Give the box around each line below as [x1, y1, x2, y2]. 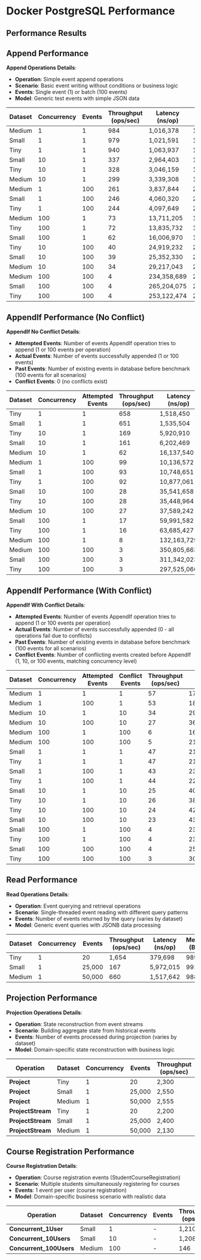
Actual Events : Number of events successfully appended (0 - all [14, 626, 175, 633]
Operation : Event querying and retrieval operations [14, 902, 141, 909]
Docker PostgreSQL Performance [6, 4, 175, 18]
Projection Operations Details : [6, 1009, 83, 1016]
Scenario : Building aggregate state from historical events [14, 1027, 156, 1034]
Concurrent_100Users [9, 1244, 75, 1253]
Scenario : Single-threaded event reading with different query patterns [14, 908, 188, 916]
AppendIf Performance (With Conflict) [6, 585, 153, 596]
